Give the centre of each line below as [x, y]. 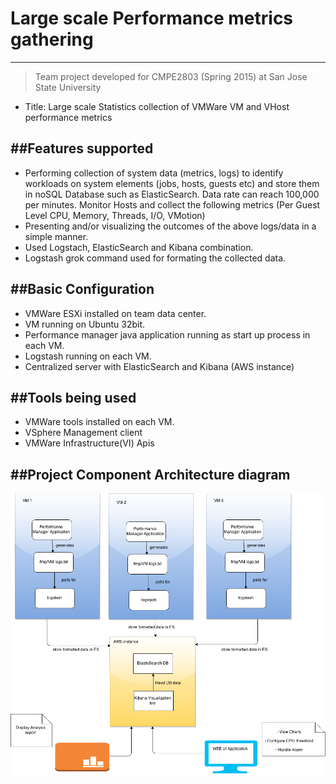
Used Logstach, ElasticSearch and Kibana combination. [139, 247]
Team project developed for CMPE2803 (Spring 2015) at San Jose [171, 76]
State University [68, 87]
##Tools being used [73, 397]
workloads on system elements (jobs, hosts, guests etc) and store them [172, 183]
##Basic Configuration [82, 289]
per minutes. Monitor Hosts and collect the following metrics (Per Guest [172, 204]
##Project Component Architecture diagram [150, 474]
